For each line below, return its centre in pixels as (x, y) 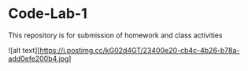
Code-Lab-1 (48, 14)
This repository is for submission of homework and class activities (115, 35)
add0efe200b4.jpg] (40, 59)
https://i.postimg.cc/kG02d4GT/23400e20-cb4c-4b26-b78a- (140, 50)
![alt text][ (24, 50)
